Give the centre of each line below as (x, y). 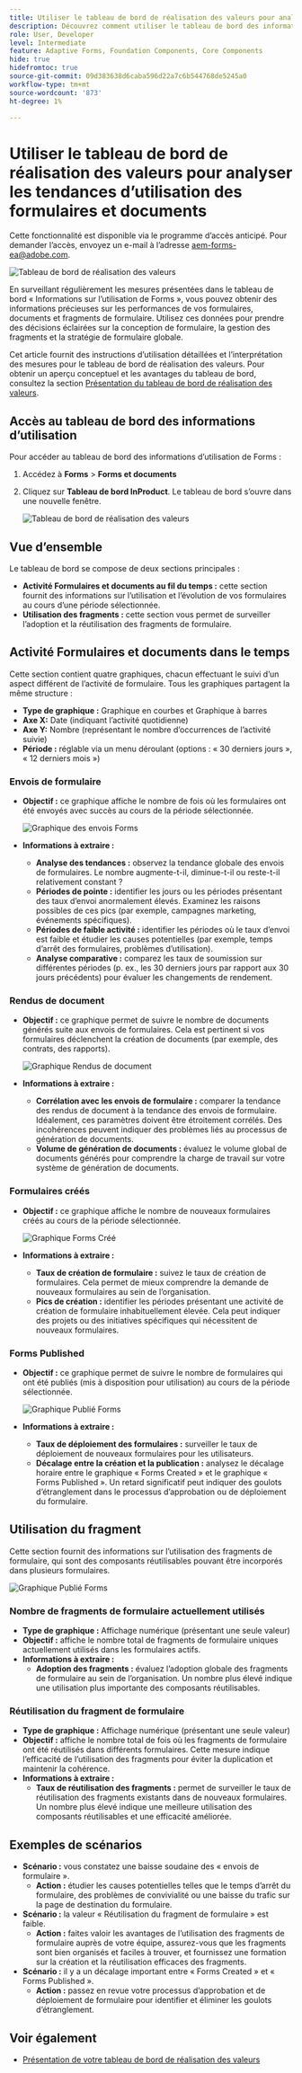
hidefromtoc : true (44, 68)
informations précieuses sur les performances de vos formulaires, (131, 309)
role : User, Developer (52, 34)
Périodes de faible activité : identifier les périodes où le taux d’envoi (163, 930)
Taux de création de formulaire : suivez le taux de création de (151, 1272)
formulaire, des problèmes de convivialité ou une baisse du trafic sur (163, 1895)
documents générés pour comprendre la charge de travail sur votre (160, 1158)
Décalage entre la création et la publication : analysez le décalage (160, 1463)
